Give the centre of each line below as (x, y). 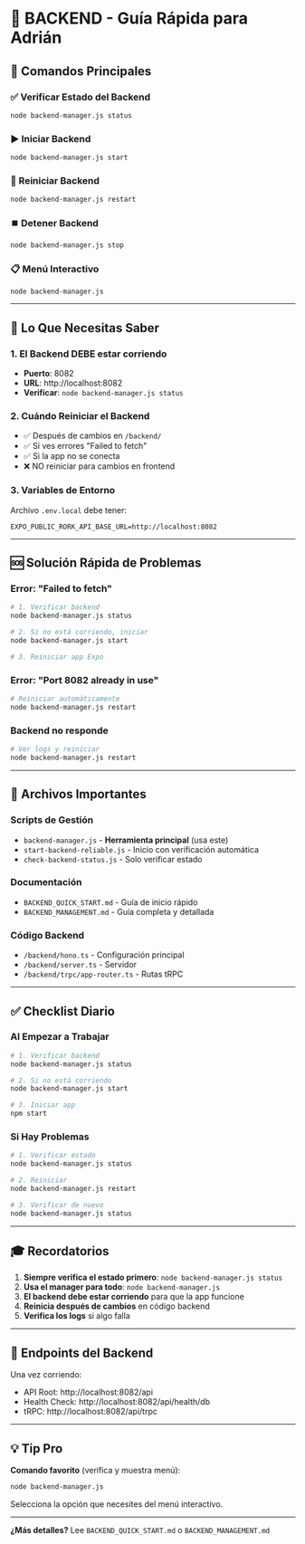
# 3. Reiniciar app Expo (57, 657)
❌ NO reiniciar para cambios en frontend (99, 466)
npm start (29, 1114)
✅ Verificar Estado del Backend (81, 97)
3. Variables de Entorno (63, 491)
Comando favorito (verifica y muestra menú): (95, 1471)
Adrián (36, 38)
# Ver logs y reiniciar (55, 749)
